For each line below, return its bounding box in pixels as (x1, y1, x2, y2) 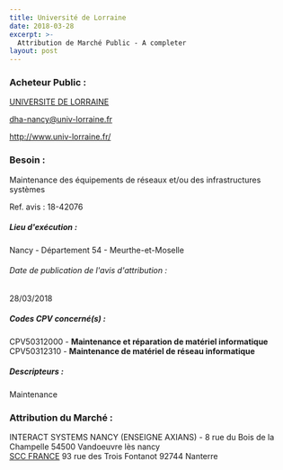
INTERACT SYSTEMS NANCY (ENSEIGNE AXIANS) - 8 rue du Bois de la (9, 432, 275, 443)
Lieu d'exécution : (9, 222, 78, 233)
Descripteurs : (9, 366, 65, 377)
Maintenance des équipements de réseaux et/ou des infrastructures (9, 174, 261, 185)
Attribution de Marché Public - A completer (17, 38, 187, 48)
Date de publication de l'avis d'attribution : (9, 265, 168, 276)
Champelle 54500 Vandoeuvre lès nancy (9, 441, 160, 452)
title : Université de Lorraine (9, 13, 127, 22)
